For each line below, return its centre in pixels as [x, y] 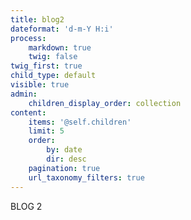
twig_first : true [46, 66]
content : [28, 112]
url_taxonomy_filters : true [86, 177]
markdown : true [60, 47]
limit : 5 [46, 131]
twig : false [53, 57]
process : [28, 38]
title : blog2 [37, 19]
